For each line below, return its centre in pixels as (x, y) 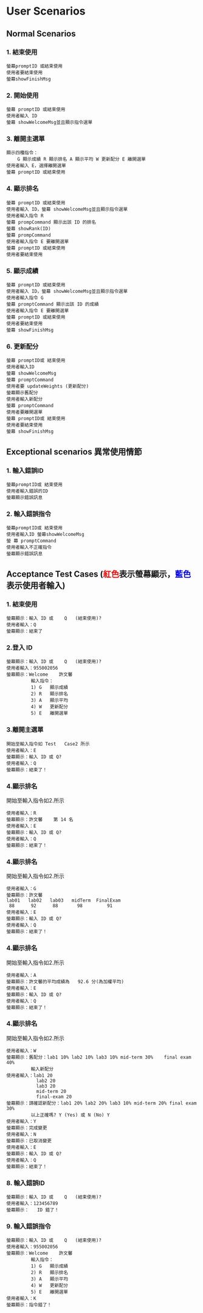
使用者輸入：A (21, 975)
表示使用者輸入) (36, 585)
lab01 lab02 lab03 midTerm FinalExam (64, 900)
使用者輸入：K (21, 1298)
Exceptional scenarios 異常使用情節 (74, 452)
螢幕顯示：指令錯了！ (29, 1305)
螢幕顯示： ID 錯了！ (33, 1210)
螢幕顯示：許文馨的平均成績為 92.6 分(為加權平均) (65, 982)
